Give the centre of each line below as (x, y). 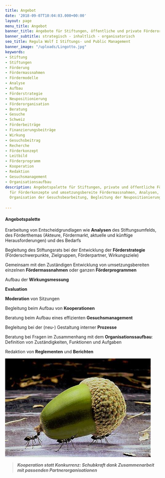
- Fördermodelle (22, 78)
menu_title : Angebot (26, 26)
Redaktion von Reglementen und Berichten (49, 352)
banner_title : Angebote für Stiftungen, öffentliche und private (73, 31)
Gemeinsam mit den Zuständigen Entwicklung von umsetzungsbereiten (77, 265)
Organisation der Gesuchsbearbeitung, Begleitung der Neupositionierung (85, 198)
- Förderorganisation (27, 104)
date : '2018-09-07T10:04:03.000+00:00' (46, 16)
